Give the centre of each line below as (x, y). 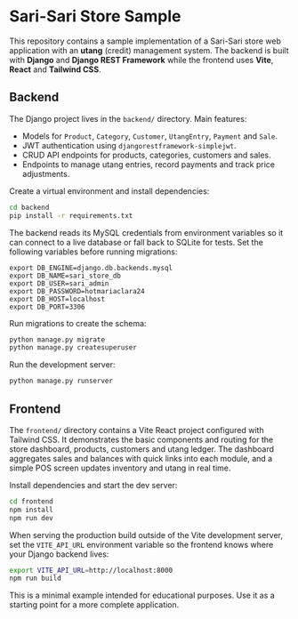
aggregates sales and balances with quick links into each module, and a (141, 458)
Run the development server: (62, 365)
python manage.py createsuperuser (73, 348)
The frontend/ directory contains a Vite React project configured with (137, 430)
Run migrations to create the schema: (78, 323)
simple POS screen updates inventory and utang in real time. (120, 468)
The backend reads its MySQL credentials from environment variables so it (146, 232)
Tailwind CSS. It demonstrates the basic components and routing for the (141, 439)
